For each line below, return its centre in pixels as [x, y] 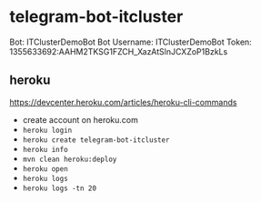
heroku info [45, 149]
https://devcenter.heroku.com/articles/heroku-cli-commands [123, 102]
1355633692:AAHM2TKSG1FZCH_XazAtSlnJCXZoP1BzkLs [119, 51]
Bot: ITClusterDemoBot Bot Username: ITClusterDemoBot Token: [130, 42]
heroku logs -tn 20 [60, 188]
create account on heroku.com [80, 119]
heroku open [45, 169]
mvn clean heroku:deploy [70, 159]
